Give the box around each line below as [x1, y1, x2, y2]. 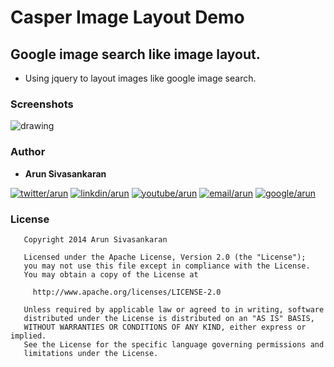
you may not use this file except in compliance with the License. [23, 261, 311, 271]
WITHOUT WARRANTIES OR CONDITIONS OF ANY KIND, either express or [23, 322, 307, 332]
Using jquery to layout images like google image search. [24, 72, 257, 84]
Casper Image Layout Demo [10, 6, 245, 29]
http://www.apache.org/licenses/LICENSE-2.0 [32, 287, 222, 297]
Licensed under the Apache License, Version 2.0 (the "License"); [23, 252, 307, 262]
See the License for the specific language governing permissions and [23, 339, 325, 350]
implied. [10, 331, 47, 341]
